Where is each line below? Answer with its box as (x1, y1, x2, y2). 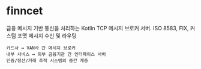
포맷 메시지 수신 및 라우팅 (17, 32, 77, 39)
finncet (6, 4, 43, 18)
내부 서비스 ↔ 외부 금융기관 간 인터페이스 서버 (6, 51, 106, 57)
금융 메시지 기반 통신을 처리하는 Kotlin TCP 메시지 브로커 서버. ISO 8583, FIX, (6, 24, 189, 32)
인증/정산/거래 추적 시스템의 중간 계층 (6, 58, 88, 64)
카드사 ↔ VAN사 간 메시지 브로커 (6, 45, 76, 51)
